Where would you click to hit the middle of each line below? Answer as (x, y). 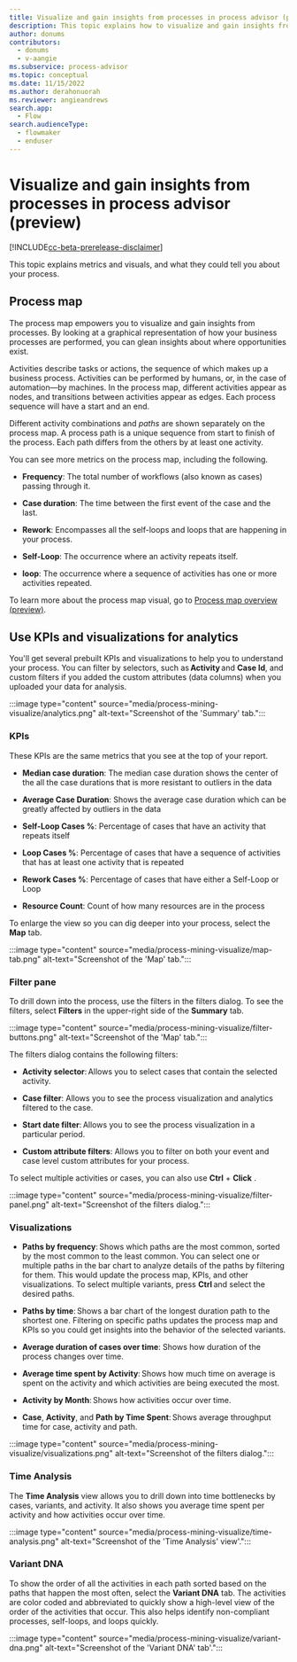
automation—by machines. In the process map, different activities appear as (148, 387)
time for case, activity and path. (80, 1427)
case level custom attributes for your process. (106, 1160)
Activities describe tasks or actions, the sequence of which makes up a (139, 368)
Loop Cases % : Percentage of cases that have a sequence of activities (151, 853)
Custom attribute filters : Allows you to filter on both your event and (145, 1151)
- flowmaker (39, 133)
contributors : (35, 42)
